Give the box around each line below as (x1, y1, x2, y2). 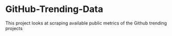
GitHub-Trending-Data (5, 3, 104, 15)
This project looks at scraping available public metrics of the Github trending (5, 20, 167, 26)
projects (5, 25, 23, 31)
